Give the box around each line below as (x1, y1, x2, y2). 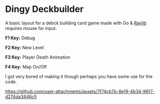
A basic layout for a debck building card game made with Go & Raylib (5, 20, 147, 26)
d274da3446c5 (5, 94, 37, 100)
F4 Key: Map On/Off (5, 64, 47, 70)
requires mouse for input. (5, 25, 57, 31)
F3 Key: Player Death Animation (5, 54, 71, 60)
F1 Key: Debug (5, 35, 35, 41)
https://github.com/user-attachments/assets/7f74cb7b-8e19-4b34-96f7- (5, 88, 155, 94)
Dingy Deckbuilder (5, 3, 84, 15)
